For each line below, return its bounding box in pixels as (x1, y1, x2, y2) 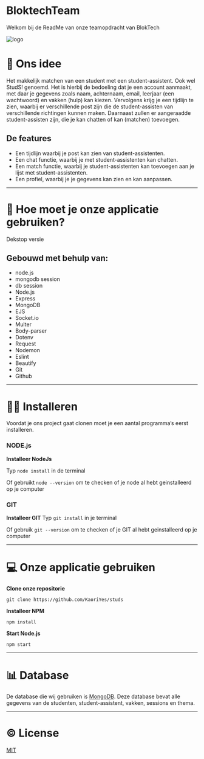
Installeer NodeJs (6, 455, 52, 462)
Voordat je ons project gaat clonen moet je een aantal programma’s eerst (6, 420, 189, 427)
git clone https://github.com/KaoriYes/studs (6, 597, 123, 603)
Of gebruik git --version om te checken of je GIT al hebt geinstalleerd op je (6, 525, 197, 533)
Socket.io (15, 314, 39, 322)
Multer (15, 321, 32, 328)
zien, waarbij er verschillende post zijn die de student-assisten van (6, 103, 174, 110)
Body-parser (15, 327, 47, 334)
